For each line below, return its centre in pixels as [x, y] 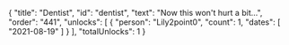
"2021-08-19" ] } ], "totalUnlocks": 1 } [77, 31]
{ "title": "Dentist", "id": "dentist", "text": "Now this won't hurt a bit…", [136, 13]
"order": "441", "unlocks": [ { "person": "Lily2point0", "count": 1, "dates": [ [144, 22]
